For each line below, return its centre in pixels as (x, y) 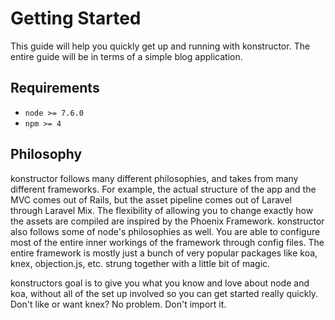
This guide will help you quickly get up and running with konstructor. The (160, 46)
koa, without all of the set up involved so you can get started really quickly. (164, 293)
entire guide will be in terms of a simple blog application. (126, 56)
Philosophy (46, 154)
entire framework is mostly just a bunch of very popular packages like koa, (164, 253)
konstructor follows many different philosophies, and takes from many (154, 178)
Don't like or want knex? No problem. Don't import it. (118, 304)
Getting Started (76, 18)
